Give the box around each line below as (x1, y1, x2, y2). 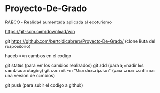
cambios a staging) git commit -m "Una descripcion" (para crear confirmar (5, 67, 155, 73)
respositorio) (5, 43, 31, 49)
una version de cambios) (5, 72, 55, 78)
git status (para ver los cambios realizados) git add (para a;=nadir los (5, 62, 144, 68)
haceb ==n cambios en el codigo (5, 52, 72, 59)
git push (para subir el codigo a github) (5, 82, 83, 88)
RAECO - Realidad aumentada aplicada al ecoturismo (5, 19, 112, 25)
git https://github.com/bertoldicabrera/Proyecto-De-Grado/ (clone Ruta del (5, 38, 156, 44)
